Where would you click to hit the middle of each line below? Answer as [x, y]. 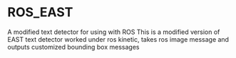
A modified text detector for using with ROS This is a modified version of [114, 32]
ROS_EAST [40, 12]
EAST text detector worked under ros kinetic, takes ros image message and [118, 39]
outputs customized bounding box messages [73, 47]
